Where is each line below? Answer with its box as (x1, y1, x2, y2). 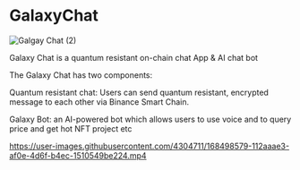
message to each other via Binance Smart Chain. (9, 96, 190, 107)
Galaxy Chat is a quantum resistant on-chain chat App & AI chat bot (9, 52, 258, 63)
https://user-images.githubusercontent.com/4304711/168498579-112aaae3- (9, 140, 289, 151)
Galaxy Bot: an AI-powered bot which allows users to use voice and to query (9, 114, 292, 124)
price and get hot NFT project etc (9, 123, 133, 134)
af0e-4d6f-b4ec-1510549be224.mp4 (9, 149, 147, 161)
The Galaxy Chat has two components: (9, 69, 153, 81)
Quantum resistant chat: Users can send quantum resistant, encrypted (9, 87, 269, 98)
